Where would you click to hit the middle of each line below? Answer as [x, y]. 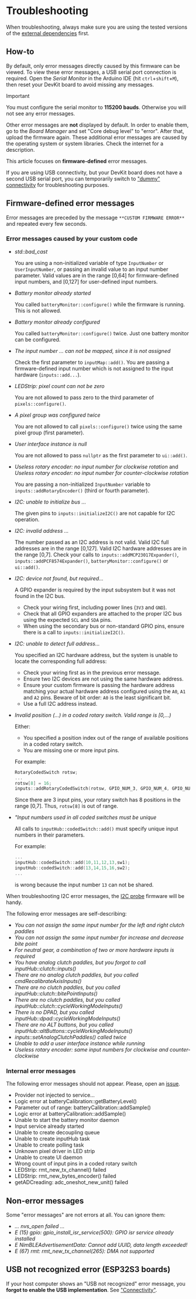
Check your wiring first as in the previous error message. [92, 672]
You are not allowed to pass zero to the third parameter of [84, 397]
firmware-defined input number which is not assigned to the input [94, 368]
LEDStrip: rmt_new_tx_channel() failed [60, 1170]
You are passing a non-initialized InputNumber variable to [82, 484]
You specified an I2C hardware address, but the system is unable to [96, 655]
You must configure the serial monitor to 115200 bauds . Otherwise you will [96, 107]
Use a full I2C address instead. [60, 703]
